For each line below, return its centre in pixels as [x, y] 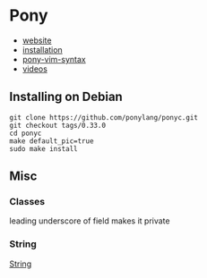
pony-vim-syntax [54, 59]
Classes [27, 202]
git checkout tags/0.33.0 [57, 125]
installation [42, 49]
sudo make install [43, 148]
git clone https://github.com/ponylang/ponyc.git [104, 117]
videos [34, 69]
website [37, 40]
